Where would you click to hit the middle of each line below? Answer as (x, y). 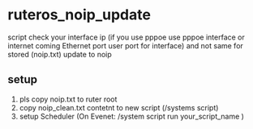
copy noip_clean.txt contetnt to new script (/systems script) (119, 107)
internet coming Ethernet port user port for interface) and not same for (126, 45)
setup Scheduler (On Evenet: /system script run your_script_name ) (132, 116)
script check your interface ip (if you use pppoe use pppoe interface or (126, 37)
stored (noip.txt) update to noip (60, 54)
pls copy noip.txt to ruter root (68, 99)
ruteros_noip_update (79, 15)
